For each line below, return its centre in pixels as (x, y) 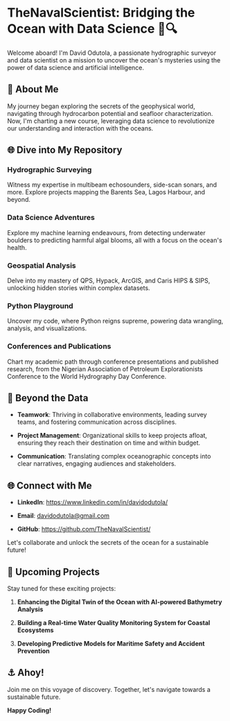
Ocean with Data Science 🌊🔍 (92, 29)
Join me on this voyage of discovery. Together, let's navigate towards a (109, 689)
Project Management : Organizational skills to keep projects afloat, (112, 436)
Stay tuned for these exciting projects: (62, 588)
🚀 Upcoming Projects (54, 571)
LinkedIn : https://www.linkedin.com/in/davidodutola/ (92, 502)
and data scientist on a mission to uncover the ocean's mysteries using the (114, 60)
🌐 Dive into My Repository (65, 150)
